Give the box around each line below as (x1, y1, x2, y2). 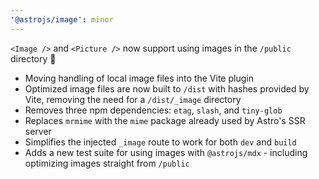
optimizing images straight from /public (24, 157, 190, 169)
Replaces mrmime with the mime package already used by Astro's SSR (24, 114, 306, 126)
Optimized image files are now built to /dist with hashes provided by (24, 82, 310, 95)
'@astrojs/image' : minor (10, 14, 114, 25)
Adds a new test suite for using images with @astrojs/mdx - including (24, 146, 308, 158)
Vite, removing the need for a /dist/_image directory (24, 93, 242, 105)
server (24, 125, 52, 137)
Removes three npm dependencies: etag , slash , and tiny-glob (24, 104, 283, 116)
